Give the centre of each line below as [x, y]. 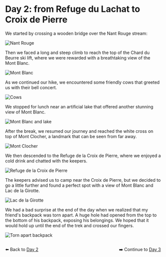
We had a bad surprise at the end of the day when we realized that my [77, 209]
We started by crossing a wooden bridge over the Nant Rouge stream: [76, 33]
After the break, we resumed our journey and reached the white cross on [79, 131]
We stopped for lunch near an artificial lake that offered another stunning [79, 106]
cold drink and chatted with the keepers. [46, 161]
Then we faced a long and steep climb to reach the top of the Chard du [77, 52]
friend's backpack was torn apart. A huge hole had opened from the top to [81, 215]
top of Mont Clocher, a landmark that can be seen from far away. [71, 136]
